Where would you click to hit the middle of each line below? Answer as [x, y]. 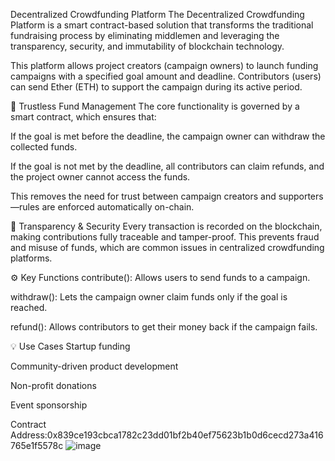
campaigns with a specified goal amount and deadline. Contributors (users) [166, 76]
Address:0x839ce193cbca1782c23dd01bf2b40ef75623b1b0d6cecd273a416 [167, 435]
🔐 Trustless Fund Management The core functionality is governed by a [155, 106]
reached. [29, 307]
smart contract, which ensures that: [83, 117]
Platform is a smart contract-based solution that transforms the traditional [162, 25]
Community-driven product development [94, 366]
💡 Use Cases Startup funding [70, 346]
